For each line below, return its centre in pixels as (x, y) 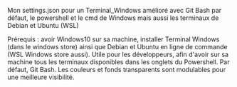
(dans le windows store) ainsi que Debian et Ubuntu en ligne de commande (117, 47)
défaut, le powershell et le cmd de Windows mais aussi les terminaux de (113, 18)
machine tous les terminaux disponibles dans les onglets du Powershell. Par (118, 62)
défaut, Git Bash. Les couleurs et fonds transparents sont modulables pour (117, 70)
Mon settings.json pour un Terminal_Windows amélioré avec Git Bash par (115, 10)
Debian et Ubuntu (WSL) (43, 25)
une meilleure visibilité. (41, 77)
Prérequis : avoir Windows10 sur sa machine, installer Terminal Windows (114, 39)
